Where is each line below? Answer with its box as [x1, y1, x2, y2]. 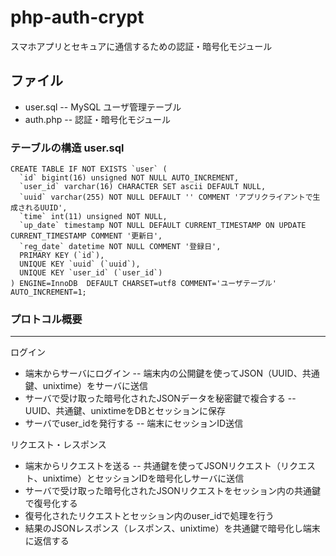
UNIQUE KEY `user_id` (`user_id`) [19, 268, 163, 278]
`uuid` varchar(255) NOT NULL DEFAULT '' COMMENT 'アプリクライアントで [19, 192, 313, 203]
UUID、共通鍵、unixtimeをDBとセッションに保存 [24, 405, 227, 417]
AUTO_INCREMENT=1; [10, 287, 87, 298]
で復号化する [24, 497, 78, 510]
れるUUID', [24, 203, 68, 213]
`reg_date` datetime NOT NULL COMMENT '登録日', [19, 242, 222, 252]
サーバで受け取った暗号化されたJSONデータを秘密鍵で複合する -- [24, 392, 297, 405]
